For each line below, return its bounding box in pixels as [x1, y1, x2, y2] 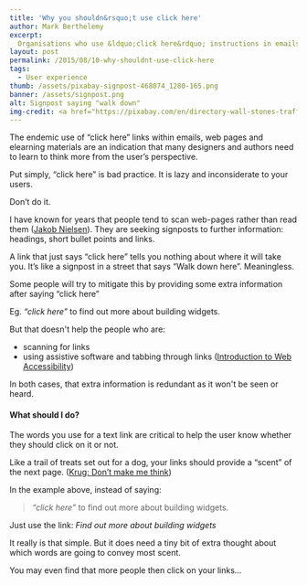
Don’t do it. [9, 197, 51, 207]
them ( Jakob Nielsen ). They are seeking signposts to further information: [9, 224, 284, 235]
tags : [9, 65, 30, 74]
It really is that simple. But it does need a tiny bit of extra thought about [9, 537, 277, 548]
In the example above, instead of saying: [9, 484, 162, 495]
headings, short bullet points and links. [9, 234, 155, 245]
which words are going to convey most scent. [9, 548, 181, 558]
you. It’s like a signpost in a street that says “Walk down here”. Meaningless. [9, 261, 295, 272]
